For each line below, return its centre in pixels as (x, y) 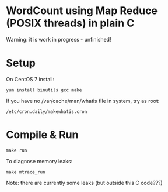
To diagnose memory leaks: (39, 161)
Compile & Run (42, 135)
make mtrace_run (26, 172)
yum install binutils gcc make (44, 90)
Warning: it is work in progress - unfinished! (59, 39)
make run (17, 150)
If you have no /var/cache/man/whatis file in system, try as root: (83, 101)
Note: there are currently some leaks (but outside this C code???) (84, 183)
